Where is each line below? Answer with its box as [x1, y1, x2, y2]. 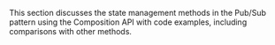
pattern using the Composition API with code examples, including [9, 17, 248, 27]
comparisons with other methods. [9, 26, 133, 36]
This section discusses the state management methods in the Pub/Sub [9, 8, 267, 18]
